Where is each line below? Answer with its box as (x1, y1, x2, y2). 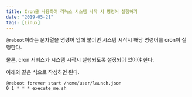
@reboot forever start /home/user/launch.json (6, 81, 122, 86)
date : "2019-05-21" (6, 14, 54, 20)
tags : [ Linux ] (6, 19, 41, 25)
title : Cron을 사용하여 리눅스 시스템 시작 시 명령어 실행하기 (6, 8, 138, 15)
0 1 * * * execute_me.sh (6, 86, 67, 92)
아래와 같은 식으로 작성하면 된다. (6, 69, 80, 76)
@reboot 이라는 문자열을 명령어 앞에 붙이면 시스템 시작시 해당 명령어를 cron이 (6, 36, 180, 44)
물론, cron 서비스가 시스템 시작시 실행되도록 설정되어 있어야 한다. (6, 56, 155, 63)
